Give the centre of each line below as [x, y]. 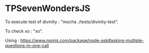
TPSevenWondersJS [48, 8]
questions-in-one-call [27, 45]
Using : [12, 40]
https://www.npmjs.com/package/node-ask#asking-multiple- [82, 40]
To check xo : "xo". [24, 31]
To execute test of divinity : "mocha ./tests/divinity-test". [62, 22]
